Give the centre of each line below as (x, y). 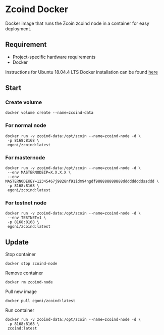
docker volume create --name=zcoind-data (49, 113)
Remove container (24, 273)
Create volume (24, 102)
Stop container (21, 255)
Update (17, 242)
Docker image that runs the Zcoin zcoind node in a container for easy (77, 23)
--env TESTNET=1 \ (27, 218)
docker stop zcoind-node (31, 264)
